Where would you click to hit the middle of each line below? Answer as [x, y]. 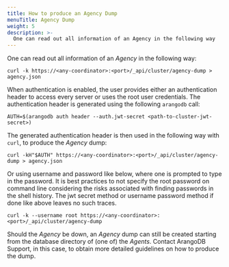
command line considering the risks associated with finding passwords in [110, 188]
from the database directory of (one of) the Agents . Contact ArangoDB [107, 242]
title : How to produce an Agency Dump [62, 13]
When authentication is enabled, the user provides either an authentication [112, 90]
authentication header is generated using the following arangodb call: [104, 104]
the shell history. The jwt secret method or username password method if [110, 196]
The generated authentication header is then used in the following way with [113, 136]
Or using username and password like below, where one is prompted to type [114, 174]
